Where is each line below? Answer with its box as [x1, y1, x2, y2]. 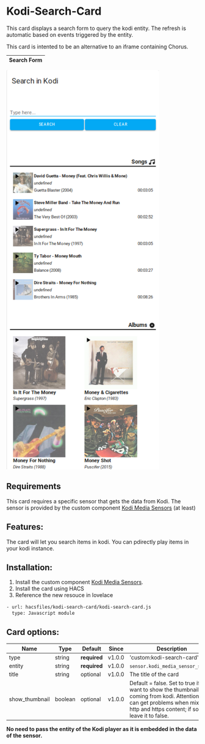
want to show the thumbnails [129, 686, 202, 693]
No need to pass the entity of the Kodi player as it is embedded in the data [6, 726, 197, 733]
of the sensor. [6, 732, 43, 739]
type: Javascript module [12, 611, 75, 617]
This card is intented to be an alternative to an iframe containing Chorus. [6, 43, 189, 50]
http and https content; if [129, 705, 192, 713]
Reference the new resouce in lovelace [15, 592, 113, 599]
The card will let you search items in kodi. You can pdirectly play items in [6, 538, 189, 546]
